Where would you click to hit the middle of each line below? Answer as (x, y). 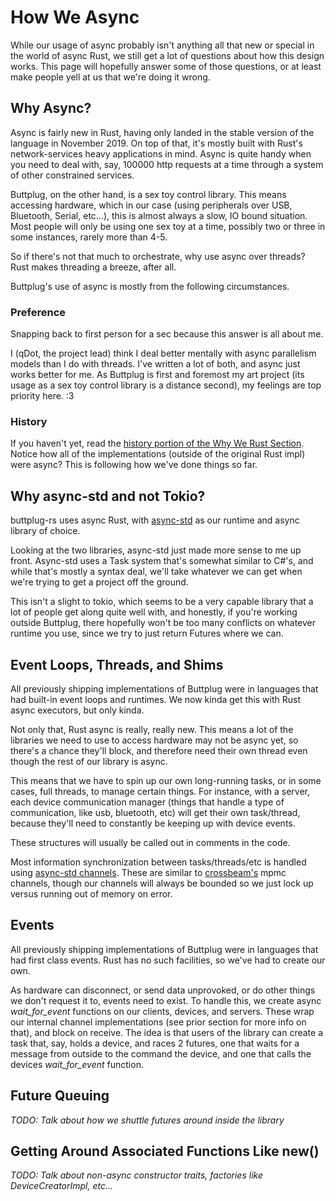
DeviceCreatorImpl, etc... (62, 1186)
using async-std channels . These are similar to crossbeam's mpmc (148, 872)
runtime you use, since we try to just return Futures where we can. (147, 633)
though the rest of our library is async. (89, 761)
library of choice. (45, 531)
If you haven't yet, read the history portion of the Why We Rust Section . (157, 443)
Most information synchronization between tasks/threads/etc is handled (158, 862)
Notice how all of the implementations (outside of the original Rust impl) (158, 454)
